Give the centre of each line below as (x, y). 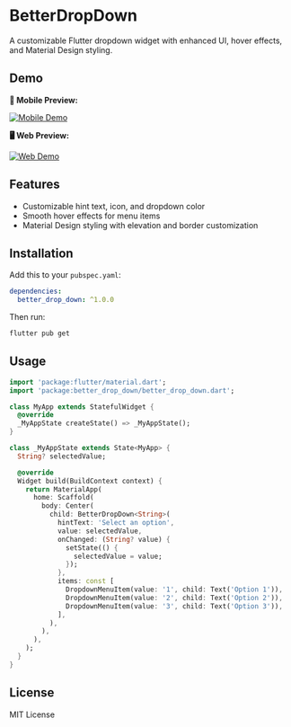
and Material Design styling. (61, 49)
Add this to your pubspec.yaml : (65, 275)
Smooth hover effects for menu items (91, 216)
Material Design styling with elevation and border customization (140, 225)
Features (35, 185)
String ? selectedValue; (62, 456)
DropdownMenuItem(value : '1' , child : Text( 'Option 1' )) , (174, 590)
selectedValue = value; (118, 556)
